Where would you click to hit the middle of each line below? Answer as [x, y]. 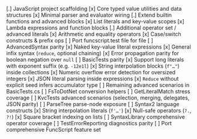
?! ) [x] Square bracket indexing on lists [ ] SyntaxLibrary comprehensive [95, 117]
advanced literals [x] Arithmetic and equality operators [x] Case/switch [94, 34]
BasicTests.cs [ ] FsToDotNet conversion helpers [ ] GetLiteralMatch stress [98, 91]
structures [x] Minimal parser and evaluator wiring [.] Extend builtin [89, 15]
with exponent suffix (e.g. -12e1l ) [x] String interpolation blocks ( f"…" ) [93, 66]
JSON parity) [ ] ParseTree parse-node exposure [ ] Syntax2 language [93, 104]
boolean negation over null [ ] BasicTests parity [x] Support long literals [95, 60]
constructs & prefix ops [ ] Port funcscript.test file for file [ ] [80, 40]
